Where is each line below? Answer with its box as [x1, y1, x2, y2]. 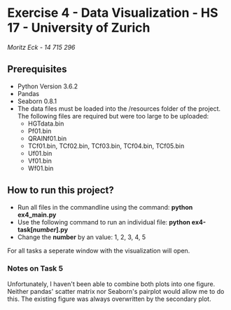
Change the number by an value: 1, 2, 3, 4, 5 [17, 233, 146, 241]
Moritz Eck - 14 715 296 [7, 43, 76, 51]
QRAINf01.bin [27, 134, 67, 142]
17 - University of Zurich [7, 20, 150, 36]
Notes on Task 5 [7, 264, 64, 274]
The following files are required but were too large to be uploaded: [17, 112, 209, 120]
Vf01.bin [27, 156, 52, 165]
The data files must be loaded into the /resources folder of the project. [17, 104, 221, 113]
